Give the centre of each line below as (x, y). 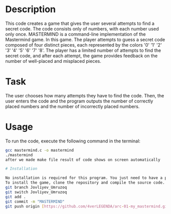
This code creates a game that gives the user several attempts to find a (80, 23)
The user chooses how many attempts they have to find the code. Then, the (85, 95)
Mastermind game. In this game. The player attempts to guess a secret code (85, 40)
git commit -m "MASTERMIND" (35, 201)
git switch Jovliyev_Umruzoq (36, 192)
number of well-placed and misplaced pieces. (53, 61)
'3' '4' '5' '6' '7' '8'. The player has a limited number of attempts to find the (83, 50)
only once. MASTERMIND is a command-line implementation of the (76, 34)
